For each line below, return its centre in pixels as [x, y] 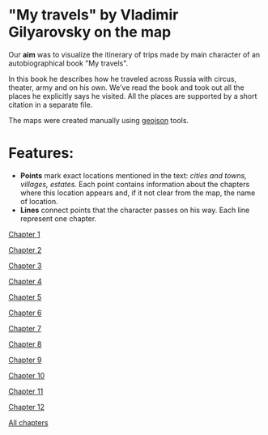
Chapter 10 [27, 375]
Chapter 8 [25, 344]
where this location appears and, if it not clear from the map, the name [138, 193]
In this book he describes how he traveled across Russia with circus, [123, 79]
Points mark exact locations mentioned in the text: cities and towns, [133, 175]
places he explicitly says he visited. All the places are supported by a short [133, 96]
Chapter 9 [25, 360]
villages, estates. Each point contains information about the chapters [135, 184]
